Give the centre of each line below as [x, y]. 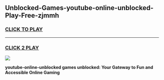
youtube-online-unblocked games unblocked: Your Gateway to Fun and [79, 67]
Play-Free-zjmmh [32, 16]
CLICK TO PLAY [24, 30]
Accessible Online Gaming [32, 72]
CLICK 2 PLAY [22, 48]
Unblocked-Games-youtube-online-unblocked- [79, 8]
